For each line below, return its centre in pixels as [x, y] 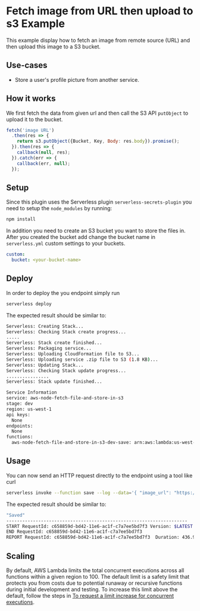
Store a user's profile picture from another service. [77, 79]
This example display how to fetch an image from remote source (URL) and [98, 40]
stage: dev [20, 404]
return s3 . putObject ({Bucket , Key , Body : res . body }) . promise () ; [98, 142]
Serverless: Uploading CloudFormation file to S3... [73, 354]
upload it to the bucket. [35, 119]
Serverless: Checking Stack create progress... [66, 332]
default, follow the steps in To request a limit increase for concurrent [90, 595]
